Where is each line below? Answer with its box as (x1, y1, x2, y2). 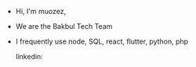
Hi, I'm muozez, (15, 7, 67, 16)
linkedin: (15, 52, 43, 61)
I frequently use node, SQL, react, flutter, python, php (15, 37, 189, 46)
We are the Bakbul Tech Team (15, 22, 113, 30)
